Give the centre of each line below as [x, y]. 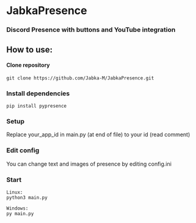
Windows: [17, 208]
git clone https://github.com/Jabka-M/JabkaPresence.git [80, 78]
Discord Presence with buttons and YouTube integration [91, 30]
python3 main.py [27, 197]
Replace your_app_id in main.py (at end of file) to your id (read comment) [98, 134]
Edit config [23, 150]
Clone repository [28, 65]
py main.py [20, 214]
